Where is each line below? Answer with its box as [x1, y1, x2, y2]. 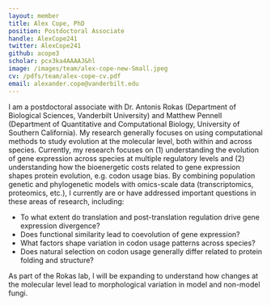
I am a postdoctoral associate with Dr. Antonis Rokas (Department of [8, 102, 237, 112]
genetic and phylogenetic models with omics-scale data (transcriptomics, [8, 179, 254, 189]
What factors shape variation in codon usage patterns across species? [19, 238, 256, 248]
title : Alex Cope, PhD [8, 19, 85, 28]
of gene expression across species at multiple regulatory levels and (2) [8, 153, 245, 163]
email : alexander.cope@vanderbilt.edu [8, 79, 139, 87]
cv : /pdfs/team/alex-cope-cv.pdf [8, 72, 121, 80]
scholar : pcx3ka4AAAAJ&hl [8, 57, 95, 66]
